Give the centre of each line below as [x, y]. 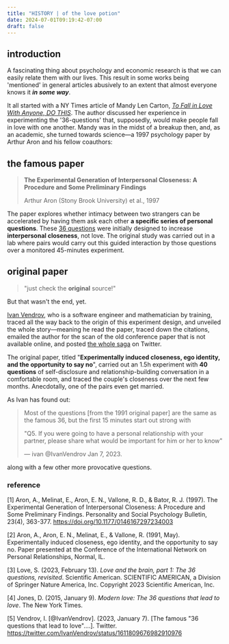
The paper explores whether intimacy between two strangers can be [104, 214]
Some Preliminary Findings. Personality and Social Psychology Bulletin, [107, 515]
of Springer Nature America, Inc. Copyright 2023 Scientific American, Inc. [111, 585]
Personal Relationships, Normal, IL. [56, 557]
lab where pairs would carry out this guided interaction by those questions [112, 243]
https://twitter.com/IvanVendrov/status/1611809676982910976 [95, 633]
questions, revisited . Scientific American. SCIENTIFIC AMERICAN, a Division [114, 578]
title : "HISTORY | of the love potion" [64, 13]
